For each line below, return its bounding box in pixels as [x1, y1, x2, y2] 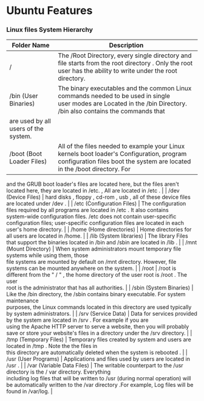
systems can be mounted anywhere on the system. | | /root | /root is [6, 264, 177, 272]
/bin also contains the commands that [57, 107, 165, 116]
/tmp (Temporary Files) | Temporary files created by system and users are [6, 336, 191, 343]
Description [109, 41, 144, 49]
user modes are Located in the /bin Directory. [57, 99, 187, 108]
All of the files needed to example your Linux [57, 142, 185, 151]
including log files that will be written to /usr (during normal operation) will [6, 375, 191, 382]
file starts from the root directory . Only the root [57, 59, 193, 68]
